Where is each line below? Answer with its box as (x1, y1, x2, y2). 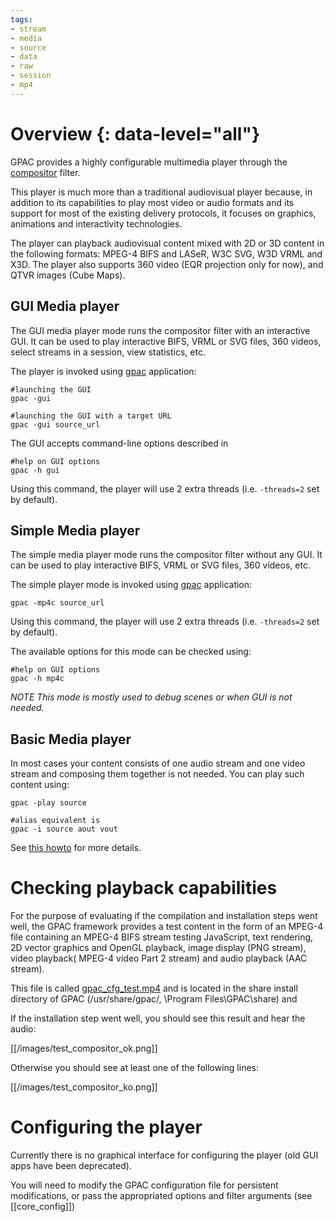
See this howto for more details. (10, 842, 142, 854)
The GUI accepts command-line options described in (10, 437, 229, 449)
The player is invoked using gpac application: (10, 365, 197, 377)
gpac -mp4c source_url (10, 598, 105, 608)
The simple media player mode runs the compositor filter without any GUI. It (10, 549, 323, 561)
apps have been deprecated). (10, 1160, 132, 1171)
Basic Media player (10, 731, 132, 748)
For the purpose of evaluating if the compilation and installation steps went (10, 910, 318, 922)
